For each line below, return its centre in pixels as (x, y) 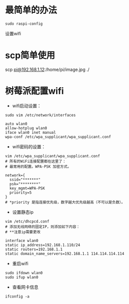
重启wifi (20, 263)
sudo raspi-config (24, 24)
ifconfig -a (17, 296)
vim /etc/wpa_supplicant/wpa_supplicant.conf (52, 156)
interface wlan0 (22, 241)
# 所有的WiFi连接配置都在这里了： (36, 161)
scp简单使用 (30, 56)
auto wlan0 (16, 124)
